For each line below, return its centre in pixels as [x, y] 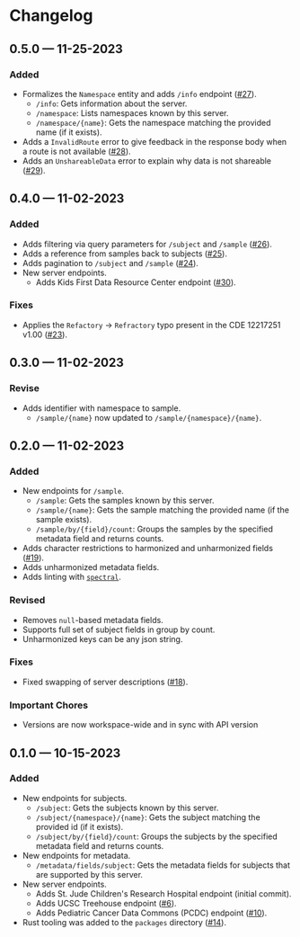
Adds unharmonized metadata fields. [91, 567]
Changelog [51, 16]
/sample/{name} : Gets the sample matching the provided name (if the [163, 510]
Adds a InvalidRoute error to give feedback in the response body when [154, 141]
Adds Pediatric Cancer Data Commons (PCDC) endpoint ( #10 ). [151, 913]
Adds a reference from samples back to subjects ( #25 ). [124, 254]
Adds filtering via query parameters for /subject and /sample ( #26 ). [147, 244]
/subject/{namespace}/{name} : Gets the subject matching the [148, 817]
